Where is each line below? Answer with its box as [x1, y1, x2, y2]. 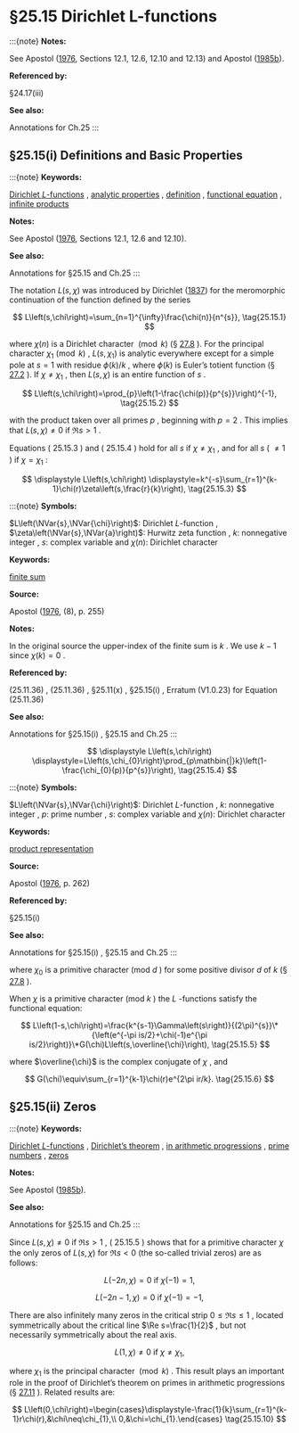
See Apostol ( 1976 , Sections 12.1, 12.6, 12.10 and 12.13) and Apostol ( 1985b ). [9, 53, 285, 63]
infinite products [9, 198, 69, 209]
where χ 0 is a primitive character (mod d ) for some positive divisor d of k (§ [9, 964, 287, 977]
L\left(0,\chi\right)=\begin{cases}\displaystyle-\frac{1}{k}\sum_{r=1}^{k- [23, 1404, 287, 1415]
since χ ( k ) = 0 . [9, 649, 66, 661]
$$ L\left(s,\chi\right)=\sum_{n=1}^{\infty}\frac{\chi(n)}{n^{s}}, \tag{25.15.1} [12, 311, 287, 322]
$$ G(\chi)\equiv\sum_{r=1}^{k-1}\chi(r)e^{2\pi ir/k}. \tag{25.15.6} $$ [24, 1073, 275, 1084]
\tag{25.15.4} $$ [177, 764, 238, 775]
